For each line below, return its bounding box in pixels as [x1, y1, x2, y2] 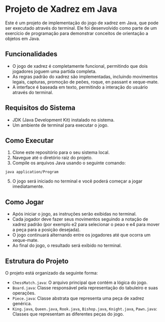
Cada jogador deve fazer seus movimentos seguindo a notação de [12, 216, 149, 222]
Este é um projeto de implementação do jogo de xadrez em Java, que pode [5, 20, 159, 26]
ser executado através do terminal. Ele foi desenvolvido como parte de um [5, 25, 157, 31]
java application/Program [5, 170, 58, 175]
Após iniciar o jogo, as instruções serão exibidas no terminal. [12, 211, 137, 217]
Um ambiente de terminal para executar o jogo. [12, 122, 109, 128]
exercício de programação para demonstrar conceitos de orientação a [5, 30, 149, 36]
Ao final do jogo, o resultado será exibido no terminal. [12, 242, 122, 248]
